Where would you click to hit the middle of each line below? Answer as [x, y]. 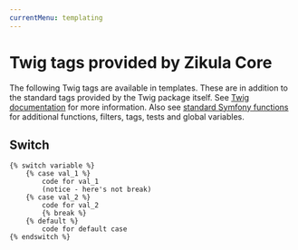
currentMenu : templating [56, 18]
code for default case [85, 229]
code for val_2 [71, 206]
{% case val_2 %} [58, 197]
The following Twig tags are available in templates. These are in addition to [149, 88]
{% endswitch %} [40, 237]
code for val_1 [71, 182]
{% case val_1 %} [58, 174]
